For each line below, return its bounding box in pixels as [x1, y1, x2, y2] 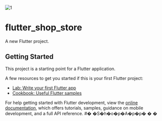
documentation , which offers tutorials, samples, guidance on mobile [5, 105, 143, 111]
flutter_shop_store [5, 22, 82, 33]
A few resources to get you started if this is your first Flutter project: [5, 75, 143, 81]
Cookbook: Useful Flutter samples [12, 90, 82, 96]
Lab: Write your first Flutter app [12, 84, 77, 91]
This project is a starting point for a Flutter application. [5, 66, 116, 72]
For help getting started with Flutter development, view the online [5, 99, 138, 106]
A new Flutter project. [5, 38, 49, 44]
